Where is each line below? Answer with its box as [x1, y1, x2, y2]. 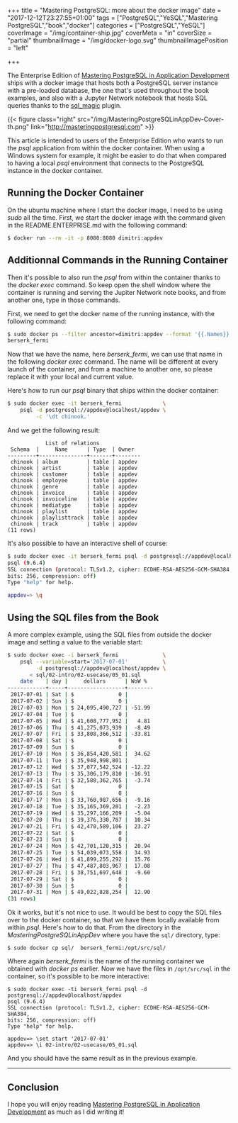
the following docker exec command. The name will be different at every [7, 357, 219, 366]
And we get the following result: [7, 425, 101, 435]
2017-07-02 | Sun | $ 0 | [10, 698, 129, 705]
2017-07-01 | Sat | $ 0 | [10, 691, 129, 698]
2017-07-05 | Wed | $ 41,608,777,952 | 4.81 [10, 717, 151, 725]
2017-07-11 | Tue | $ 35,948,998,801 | [10, 756, 129, 764]
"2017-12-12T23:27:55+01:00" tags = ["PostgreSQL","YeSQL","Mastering [7, 13, 218, 22]
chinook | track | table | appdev [10, 520, 138, 527]
